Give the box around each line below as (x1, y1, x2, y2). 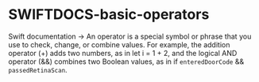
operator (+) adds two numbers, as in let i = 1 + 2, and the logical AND (8, 48, 238, 58)
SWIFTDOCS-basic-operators (8, 6, 210, 24)
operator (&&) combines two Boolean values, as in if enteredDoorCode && (8, 57, 245, 66)
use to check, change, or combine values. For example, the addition (8, 39, 230, 49)
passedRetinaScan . (8, 65, 68, 74)
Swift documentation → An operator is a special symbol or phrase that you (8, 32, 252, 41)
